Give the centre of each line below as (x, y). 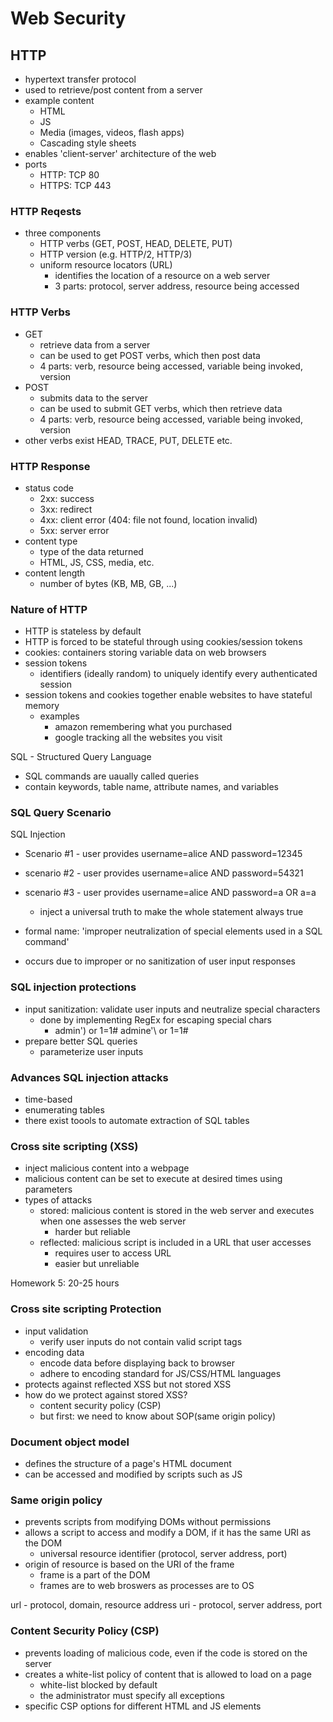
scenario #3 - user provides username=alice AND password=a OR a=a (170, 893)
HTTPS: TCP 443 (75, 185)
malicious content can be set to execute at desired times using (153, 1179)
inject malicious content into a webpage (107, 1168)
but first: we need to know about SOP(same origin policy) (158, 1416)
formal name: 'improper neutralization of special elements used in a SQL (173, 931)
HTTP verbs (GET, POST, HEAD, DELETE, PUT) (136, 244)
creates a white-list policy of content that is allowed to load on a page (168, 1674)
